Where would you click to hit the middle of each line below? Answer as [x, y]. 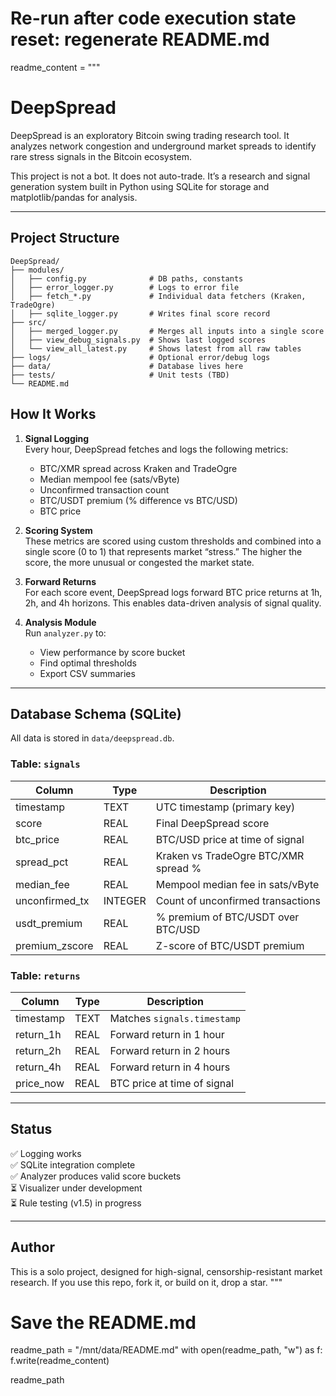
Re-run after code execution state [153, 18]
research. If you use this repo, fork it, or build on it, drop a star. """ [146, 1282]
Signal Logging [57, 438]
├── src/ [28, 322]
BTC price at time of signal [172, 1083]
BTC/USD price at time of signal [230, 839]
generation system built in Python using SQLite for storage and [140, 186]
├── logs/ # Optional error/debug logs [140, 357]
